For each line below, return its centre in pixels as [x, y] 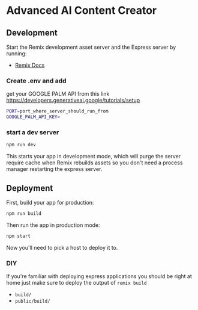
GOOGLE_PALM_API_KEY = [33, 117]
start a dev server [33, 132]
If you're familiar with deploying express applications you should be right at [99, 276]
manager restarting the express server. [54, 169]
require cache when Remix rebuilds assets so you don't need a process [94, 163]
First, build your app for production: [50, 203]
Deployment [30, 188]
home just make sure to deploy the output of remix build [76, 283]
